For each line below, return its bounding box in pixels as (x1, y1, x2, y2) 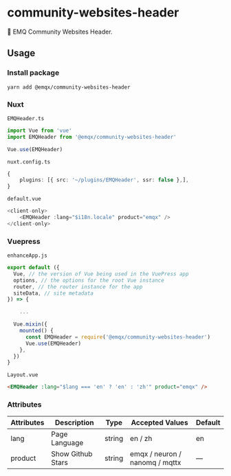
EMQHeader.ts (7, 115, 45, 122)
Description (54, 418, 94, 427)
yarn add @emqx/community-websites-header (7, 84, 131, 91)
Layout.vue (7, 372, 38, 378)
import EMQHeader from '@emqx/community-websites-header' (7, 133, 177, 140)
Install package (7, 68, 60, 78)
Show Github (51, 449, 93, 458)
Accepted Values (131, 418, 188, 427)
